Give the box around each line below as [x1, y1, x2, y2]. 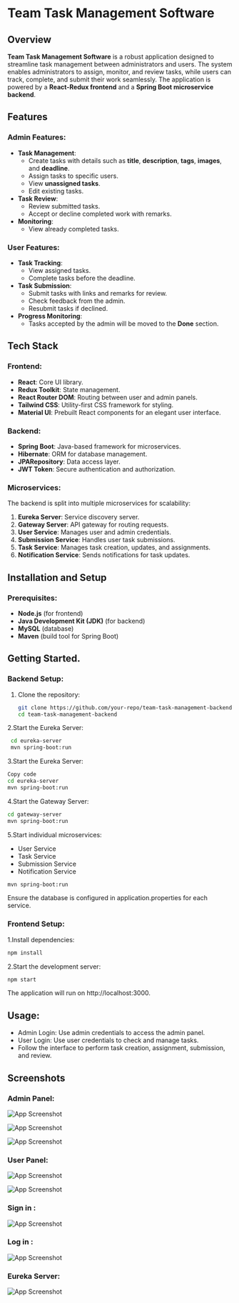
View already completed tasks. [28, 224, 119, 233]
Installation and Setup [7, 571, 107, 584]
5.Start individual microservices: [7, 830, 102, 839]
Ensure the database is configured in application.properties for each [7, 894, 208, 902]
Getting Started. [7, 652, 81, 665]
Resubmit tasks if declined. [28, 304, 108, 312]
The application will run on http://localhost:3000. [7, 989, 151, 997]
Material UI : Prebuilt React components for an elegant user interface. [17, 408, 221, 416]
